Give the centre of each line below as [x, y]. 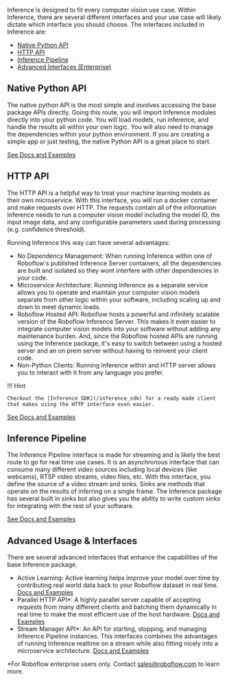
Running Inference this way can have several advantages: [88, 242]
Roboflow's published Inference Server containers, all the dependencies [119, 263]
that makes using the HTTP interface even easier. [81, 404]
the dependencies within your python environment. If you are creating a [108, 134]
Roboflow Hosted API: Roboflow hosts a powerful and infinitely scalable [118, 314]
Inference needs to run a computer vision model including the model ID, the [114, 215]
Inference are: [27, 32]
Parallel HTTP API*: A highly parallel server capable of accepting [109, 600]
